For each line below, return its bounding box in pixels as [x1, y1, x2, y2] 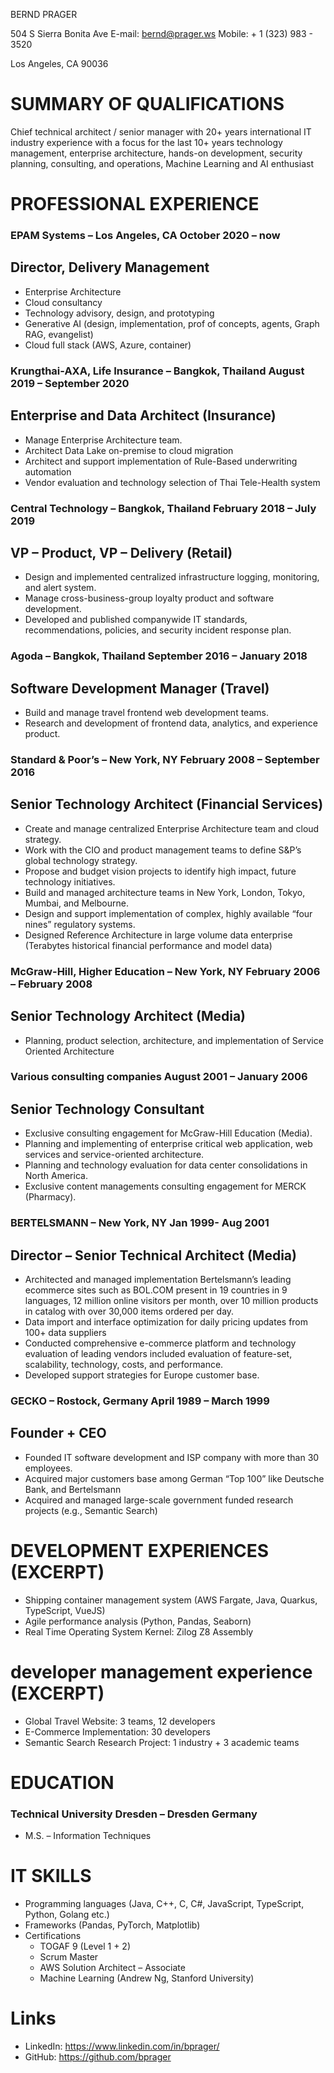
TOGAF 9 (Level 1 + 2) [39, 1940, 132, 1953]
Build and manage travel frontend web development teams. [24, 707, 269, 719]
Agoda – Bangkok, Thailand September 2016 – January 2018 [10, 649, 308, 663]
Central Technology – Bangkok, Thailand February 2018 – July [10, 501, 317, 515]
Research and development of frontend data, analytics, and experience [24, 717, 318, 729]
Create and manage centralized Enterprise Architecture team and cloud [24, 822, 320, 834]
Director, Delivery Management [10, 259, 210, 276]
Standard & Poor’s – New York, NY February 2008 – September [10, 752, 320, 766]
